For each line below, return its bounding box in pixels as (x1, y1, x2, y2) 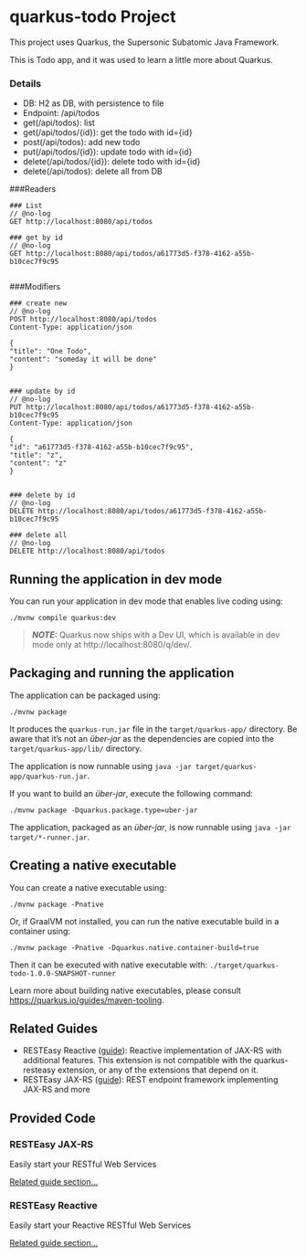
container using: (9, 925, 71, 936)
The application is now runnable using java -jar (9, 760, 192, 771)
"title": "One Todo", (9, 347, 92, 356)
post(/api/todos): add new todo (22, 137, 141, 148)
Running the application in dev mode (9, 571, 222, 586)
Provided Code (9, 1110, 96, 1125)
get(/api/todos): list (22, 117, 96, 129)
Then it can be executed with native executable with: (9, 959, 208, 970)
